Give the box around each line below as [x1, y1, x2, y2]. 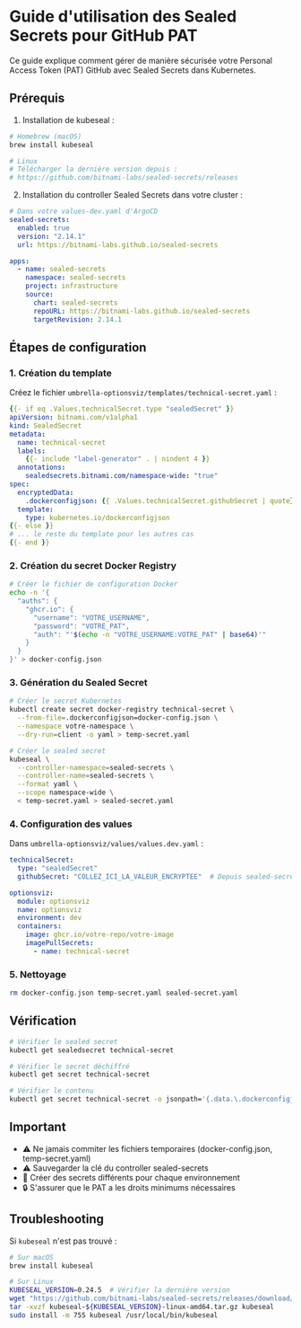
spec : [9, 480, 30, 489]
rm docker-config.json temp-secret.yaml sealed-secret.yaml [9, 988, 239, 998]
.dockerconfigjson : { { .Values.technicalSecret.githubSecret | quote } [25, 496, 295, 505]
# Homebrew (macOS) [9, 132, 82, 141]
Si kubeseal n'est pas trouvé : [9, 1235, 117, 1246]
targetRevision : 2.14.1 [32, 314, 123, 324]
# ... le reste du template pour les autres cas [9, 530, 194, 539]
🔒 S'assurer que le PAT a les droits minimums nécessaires [21, 1182, 236, 1192]
